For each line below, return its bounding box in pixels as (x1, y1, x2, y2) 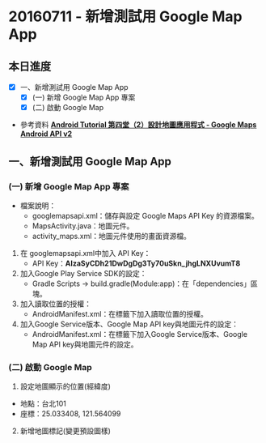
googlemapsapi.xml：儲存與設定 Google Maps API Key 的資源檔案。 (32, 211, 259, 220)
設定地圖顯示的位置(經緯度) (19, 381, 112, 391)
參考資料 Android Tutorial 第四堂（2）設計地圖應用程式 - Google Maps (19, 120, 257, 130)
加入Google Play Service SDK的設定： (19, 268, 147, 278)
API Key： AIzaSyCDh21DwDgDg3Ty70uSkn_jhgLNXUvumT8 (32, 258, 241, 268)
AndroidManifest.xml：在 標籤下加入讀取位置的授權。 (32, 309, 208, 318)
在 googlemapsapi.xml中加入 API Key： (19, 248, 151, 258)
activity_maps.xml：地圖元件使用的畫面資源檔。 (32, 231, 192, 241)
